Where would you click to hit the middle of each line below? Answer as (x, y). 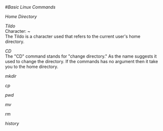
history (12, 123)
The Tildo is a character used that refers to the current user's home (73, 36)
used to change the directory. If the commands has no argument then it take (81, 61)
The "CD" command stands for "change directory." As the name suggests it (81, 56)
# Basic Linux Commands (30, 7)
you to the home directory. (32, 66)
